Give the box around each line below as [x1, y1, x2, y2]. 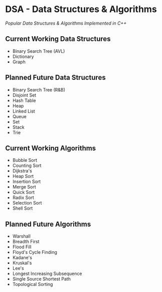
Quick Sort [12, 189, 35, 196]
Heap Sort [12, 173, 34, 179]
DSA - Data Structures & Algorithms [5, 4, 157, 15]
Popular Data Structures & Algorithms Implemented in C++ [5, 20, 127, 26]
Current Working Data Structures [5, 35, 111, 43]
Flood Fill [12, 244, 32, 250]
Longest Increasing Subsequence [12, 270, 82, 277]
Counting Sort [12, 162, 42, 169]
